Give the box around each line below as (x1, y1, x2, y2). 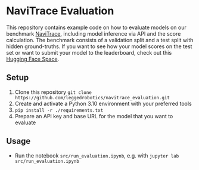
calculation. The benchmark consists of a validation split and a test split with (6, 36, 194, 43)
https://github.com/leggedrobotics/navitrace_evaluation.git (14, 95, 170, 100)
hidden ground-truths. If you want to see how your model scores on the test (6, 43, 192, 50)
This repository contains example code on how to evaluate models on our (6, 24, 186, 31)
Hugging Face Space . (6, 55, 60, 62)
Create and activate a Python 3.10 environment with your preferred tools (14, 100, 192, 107)
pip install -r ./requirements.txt (14, 107, 104, 114)
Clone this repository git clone (14, 88, 92, 96)
